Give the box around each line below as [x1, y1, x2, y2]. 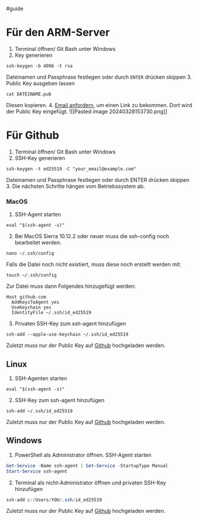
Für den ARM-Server [6, 26, 110, 39]
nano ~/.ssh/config [6, 251, 55, 256]
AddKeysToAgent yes [11, 299, 60, 306]
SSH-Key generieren [14, 154, 65, 162]
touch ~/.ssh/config [6, 272, 58, 278]
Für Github [6, 129, 59, 142]
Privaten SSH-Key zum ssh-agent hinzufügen [14, 320, 126, 328]
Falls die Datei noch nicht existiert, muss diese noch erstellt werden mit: [6, 261, 181, 268]
